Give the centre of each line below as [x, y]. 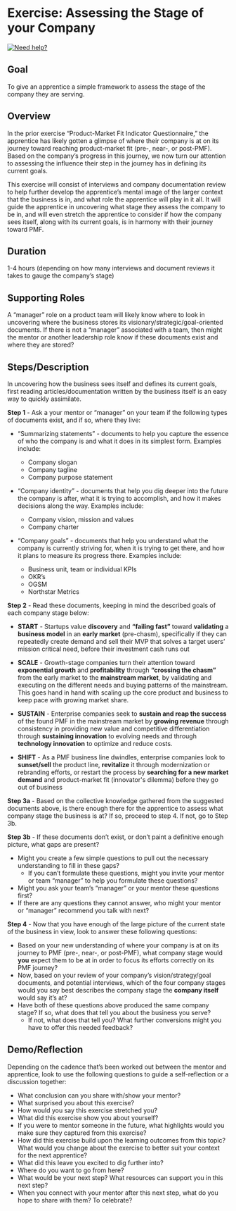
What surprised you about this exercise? [76, 1103]
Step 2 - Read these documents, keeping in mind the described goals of [112, 605]
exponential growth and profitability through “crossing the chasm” [117, 670]
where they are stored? [41, 345]
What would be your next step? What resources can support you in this [120, 1177]
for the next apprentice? [52, 1155]
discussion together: [37, 1081]
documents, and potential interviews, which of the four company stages [122, 983]
